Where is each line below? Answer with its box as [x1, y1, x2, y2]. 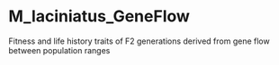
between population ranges [8, 45, 111, 55]
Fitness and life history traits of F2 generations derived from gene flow [8, 36, 271, 46]
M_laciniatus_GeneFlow [8, 6, 191, 27]
